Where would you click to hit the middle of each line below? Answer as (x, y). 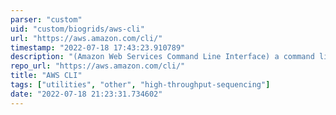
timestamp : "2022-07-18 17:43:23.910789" (98, 47)
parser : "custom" (46, 19)
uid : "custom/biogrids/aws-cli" (77, 29)
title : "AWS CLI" (46, 76)
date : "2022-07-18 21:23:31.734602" (86, 94)
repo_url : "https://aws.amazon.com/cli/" (98, 66)
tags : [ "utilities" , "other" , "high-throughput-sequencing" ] (140, 85)
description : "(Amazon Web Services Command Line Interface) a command (162, 57)
